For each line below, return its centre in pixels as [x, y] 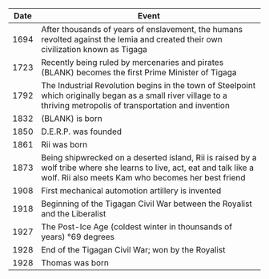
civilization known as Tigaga [94, 49]
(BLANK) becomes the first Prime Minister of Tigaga [139, 73]
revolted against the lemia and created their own [132, 39]
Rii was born [64, 145]
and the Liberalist [74, 214]
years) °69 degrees [78, 237]
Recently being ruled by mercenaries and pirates [132, 62]
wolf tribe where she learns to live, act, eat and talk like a [148, 168]
